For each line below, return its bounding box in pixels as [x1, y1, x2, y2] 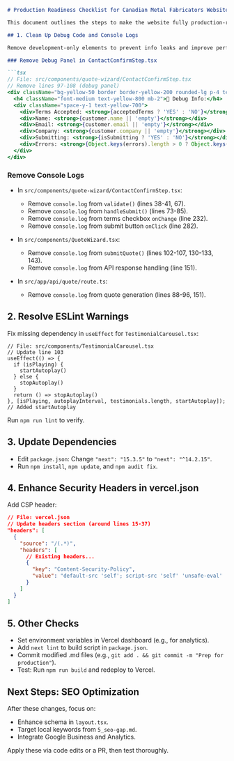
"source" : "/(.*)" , [19, 540, 77, 547]
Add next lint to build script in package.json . [17, 643, 148, 652]
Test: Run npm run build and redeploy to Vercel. [17, 666, 155, 674]
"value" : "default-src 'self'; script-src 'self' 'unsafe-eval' [32, 572, 223, 580]
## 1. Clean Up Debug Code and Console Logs [7, 31, 139, 38]
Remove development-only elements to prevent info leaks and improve [7, 44, 214, 52]
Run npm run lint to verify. [7, 415, 85, 424]
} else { [13, 373, 39, 380]
